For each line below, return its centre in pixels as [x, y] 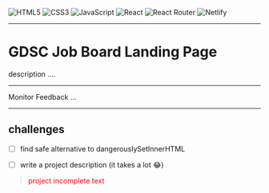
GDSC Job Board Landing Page [113, 52]
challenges [37, 130]
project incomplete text [66, 180]
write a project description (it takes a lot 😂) [92, 164]
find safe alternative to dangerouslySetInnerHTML [102, 148]
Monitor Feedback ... [42, 96]
